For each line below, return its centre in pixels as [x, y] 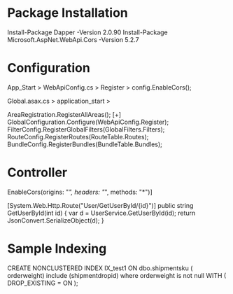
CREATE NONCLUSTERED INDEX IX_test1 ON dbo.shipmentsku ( [100, 268]
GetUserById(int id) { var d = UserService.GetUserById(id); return [101, 213]
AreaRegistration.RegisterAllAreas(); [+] [64, 114]
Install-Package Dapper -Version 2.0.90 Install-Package [87, 32]
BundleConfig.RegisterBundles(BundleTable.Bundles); [85, 144]
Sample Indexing [57, 248]
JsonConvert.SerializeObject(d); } [56, 220]
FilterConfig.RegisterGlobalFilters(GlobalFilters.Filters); [86, 129]
